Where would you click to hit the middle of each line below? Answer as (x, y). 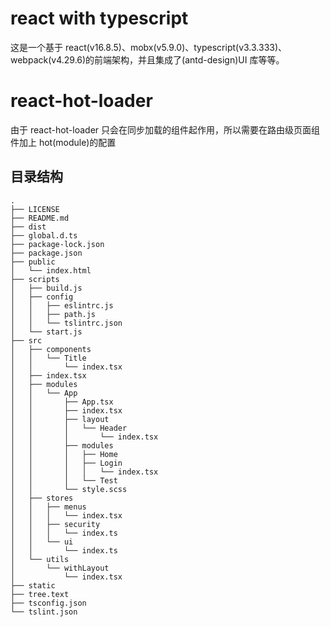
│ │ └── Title (48, 358)
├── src (26, 340)
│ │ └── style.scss (69, 489)
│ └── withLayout (60, 568)
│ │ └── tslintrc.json (66, 323)
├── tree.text (40, 594)
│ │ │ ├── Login (66, 463)
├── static (33, 585)
